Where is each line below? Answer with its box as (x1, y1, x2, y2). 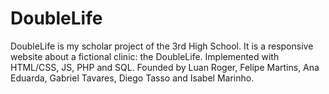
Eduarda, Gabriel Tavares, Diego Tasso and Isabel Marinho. (10, 72, 255, 84)
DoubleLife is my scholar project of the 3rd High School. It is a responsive (10, 40, 314, 52)
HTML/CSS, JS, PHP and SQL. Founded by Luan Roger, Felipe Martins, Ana (10, 61, 320, 73)
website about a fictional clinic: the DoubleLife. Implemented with (10, 50, 280, 62)
